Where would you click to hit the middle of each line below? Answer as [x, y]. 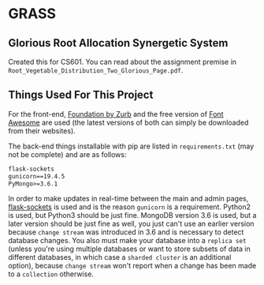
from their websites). [42, 130]
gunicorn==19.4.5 [37, 176]
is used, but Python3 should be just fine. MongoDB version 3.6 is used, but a [132, 216]
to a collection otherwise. [51, 274]
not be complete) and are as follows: [67, 154]
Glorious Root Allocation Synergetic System [118, 43]
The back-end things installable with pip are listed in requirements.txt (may [131, 146]
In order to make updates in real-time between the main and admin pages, [128, 199]
